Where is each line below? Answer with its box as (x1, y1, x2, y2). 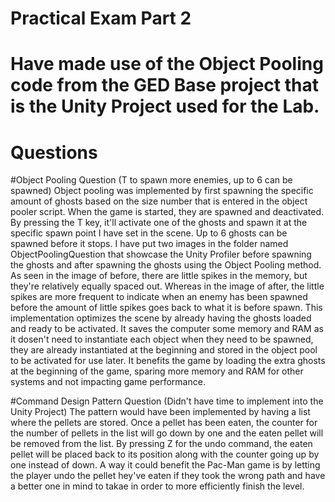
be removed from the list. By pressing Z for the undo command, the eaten (10, 438, 313, 450)
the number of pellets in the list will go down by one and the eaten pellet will (10, 427, 324, 439)
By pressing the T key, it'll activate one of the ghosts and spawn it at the (10, 217, 308, 229)
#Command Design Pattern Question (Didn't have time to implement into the (10, 395, 324, 407)
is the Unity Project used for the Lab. (10, 95, 320, 118)
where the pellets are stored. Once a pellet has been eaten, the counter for (10, 417, 318, 429)
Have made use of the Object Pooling (10, 53, 324, 76)
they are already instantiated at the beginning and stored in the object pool (10, 344, 318, 356)
